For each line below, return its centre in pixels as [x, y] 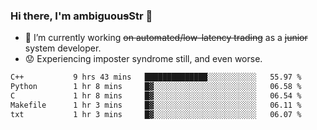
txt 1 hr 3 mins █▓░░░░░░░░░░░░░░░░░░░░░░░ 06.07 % [156, 114]
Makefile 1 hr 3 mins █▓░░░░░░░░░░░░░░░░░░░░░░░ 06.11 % [156, 105]
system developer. [63, 48]
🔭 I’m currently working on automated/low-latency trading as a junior [166, 38]
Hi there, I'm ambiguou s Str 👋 [81, 16]
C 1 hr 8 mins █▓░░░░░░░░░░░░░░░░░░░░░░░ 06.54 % [156, 96]
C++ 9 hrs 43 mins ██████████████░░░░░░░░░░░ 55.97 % [156, 77]
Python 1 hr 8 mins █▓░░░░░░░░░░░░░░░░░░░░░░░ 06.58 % [156, 87]
